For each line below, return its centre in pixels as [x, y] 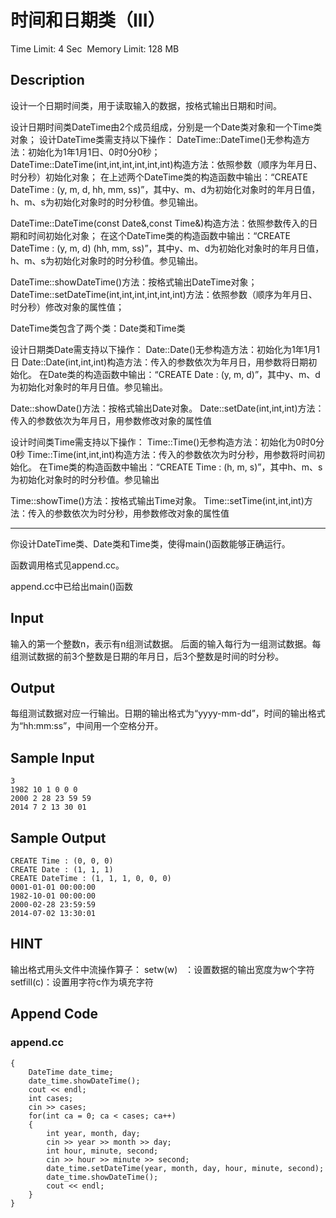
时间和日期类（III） [88, 20]
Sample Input [52, 757]
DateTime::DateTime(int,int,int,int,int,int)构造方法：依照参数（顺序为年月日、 [166, 164]
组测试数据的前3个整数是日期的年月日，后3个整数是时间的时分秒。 [147, 656]
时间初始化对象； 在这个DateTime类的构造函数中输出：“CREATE [159, 235]
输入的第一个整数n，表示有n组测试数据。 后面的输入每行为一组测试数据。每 [166, 643]
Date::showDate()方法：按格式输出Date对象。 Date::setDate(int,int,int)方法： [167, 408]
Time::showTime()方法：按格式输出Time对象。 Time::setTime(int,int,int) [157, 500]
